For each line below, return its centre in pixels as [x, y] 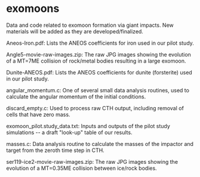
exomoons [33, 9]
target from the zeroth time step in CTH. [55, 150]
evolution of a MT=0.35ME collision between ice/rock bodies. [81, 168]
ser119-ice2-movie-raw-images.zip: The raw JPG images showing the [92, 162]
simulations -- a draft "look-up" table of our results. [69, 132]
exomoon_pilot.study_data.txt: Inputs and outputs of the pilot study [88, 126]
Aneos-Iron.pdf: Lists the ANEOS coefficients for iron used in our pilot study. [100, 43]
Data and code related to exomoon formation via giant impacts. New [90, 25]
